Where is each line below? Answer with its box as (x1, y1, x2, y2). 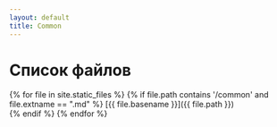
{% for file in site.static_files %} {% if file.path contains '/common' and (9, 89, 269, 100)
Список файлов (9, 60, 131, 80)
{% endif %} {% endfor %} (9, 108, 108, 119)
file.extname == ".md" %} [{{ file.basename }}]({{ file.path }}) (9, 99, 235, 110)
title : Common (9, 21, 63, 30)
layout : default (9, 13, 70, 22)
